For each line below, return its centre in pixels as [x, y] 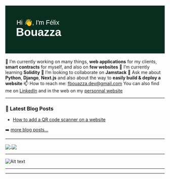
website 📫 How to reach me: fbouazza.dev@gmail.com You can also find [82, 84]
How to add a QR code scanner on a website [59, 120]
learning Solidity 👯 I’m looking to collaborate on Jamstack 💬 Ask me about [83, 73]
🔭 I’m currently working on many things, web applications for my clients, [81, 62]
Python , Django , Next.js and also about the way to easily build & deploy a [83, 78]
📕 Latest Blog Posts [30, 109]
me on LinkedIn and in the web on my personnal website [64, 91]
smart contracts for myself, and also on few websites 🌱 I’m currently [78, 67]
